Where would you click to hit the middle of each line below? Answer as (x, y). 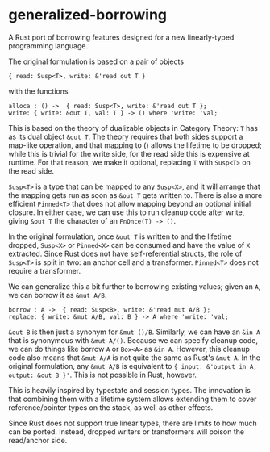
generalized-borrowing (88, 15)
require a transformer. (45, 270)
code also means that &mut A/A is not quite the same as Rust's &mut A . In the (134, 358)
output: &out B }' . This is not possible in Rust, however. (103, 375)
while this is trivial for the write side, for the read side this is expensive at (129, 153)
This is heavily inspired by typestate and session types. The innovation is (130, 390)
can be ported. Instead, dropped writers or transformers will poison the (126, 431)
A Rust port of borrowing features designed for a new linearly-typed (121, 37)
